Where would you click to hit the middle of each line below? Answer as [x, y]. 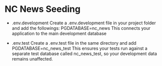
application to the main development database [59, 33]
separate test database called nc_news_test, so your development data [84, 54]
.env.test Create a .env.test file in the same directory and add [74, 43]
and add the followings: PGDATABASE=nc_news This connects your [81, 28]
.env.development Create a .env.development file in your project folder [84, 23]
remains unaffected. [32, 59]
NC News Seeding [43, 9]
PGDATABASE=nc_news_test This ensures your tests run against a [80, 48]
